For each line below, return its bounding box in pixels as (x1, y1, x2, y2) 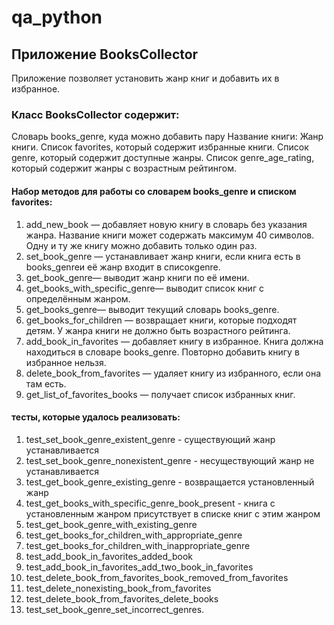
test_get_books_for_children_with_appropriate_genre (25, 529, 243, 541)
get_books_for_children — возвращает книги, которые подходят (25, 314, 298, 326)
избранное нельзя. (25, 356, 107, 368)
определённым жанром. (25, 292, 131, 305)
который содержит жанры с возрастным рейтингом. (11, 162, 238, 175)
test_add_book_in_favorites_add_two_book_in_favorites (25, 561, 254, 573)
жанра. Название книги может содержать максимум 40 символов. (25, 229, 315, 241)
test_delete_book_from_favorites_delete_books (25, 592, 219, 605)
